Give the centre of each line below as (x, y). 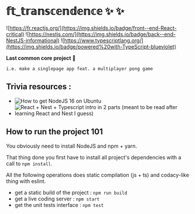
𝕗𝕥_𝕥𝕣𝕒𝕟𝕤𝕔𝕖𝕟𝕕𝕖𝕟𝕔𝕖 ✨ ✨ (65, 11)
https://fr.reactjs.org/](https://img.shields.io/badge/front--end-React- (93, 28)
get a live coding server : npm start (57, 199)
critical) (15, 34)
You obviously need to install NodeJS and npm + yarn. (72, 146)
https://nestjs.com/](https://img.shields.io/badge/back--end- (102, 34)
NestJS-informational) (33, 40)
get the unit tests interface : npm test (59, 205)
